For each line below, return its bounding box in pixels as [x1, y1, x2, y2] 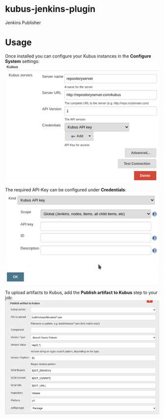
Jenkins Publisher [5, 20, 41, 26]
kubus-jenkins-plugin [5, 3, 95, 15]
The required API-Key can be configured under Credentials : [5, 187, 126, 193]
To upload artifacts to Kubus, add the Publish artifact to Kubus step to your [5, 289, 158, 295]
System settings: [5, 58, 40, 64]
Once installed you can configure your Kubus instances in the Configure [5, 53, 151, 59]
